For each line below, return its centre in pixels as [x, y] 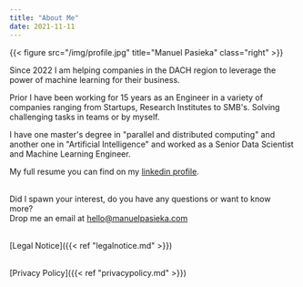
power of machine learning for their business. [95, 79]
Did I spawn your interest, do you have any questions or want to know [140, 199]
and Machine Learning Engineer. [70, 154]
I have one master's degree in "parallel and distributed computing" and [142, 134]
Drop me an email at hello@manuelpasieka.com [99, 218]
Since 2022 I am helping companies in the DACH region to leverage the [143, 70]
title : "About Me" [44, 18]
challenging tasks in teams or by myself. [85, 117]
